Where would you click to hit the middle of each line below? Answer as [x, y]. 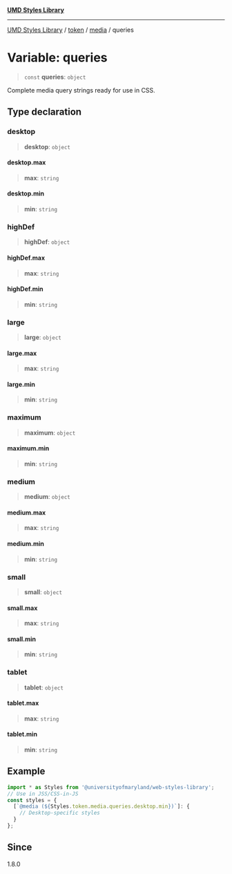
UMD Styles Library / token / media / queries [71, 30]
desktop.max [27, 162]
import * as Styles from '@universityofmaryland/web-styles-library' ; [111, 787]
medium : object [47, 497]
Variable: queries [58, 58]
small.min [22, 639]
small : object [43, 592]
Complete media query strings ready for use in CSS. [81, 90]
